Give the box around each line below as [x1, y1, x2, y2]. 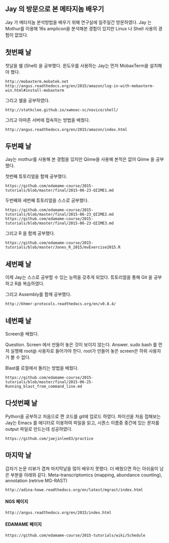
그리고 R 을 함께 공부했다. [5, 230, 55, 236]
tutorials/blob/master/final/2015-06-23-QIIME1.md [5, 188, 114, 193]
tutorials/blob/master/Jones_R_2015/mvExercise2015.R [5, 245, 121, 250]
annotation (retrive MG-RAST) [5, 477, 68, 483]
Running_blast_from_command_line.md [5, 384, 82, 389]
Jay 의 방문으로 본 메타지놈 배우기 [5, 5, 104, 14]
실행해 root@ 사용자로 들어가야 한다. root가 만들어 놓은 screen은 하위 [10, 348, 148, 354]
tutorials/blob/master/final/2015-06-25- [5, 380, 94, 385]
